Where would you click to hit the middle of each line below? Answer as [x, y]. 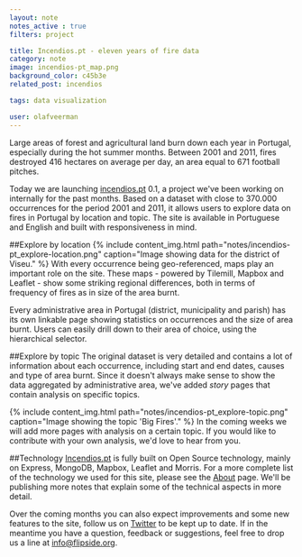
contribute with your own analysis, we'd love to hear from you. [125, 440]
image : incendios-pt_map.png [64, 68]
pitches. [24, 171]
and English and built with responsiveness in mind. [103, 227]
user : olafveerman [44, 117]
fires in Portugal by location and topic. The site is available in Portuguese [145, 217]
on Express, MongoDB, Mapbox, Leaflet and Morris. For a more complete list [151, 467]
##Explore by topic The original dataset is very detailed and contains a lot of [151, 356]
